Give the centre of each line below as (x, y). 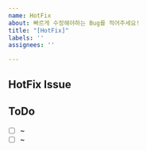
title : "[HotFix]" (39, 30)
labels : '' (26, 38)
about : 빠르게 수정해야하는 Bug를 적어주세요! (74, 23)
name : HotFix (30, 15)
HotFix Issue (40, 84)
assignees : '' (32, 45)
